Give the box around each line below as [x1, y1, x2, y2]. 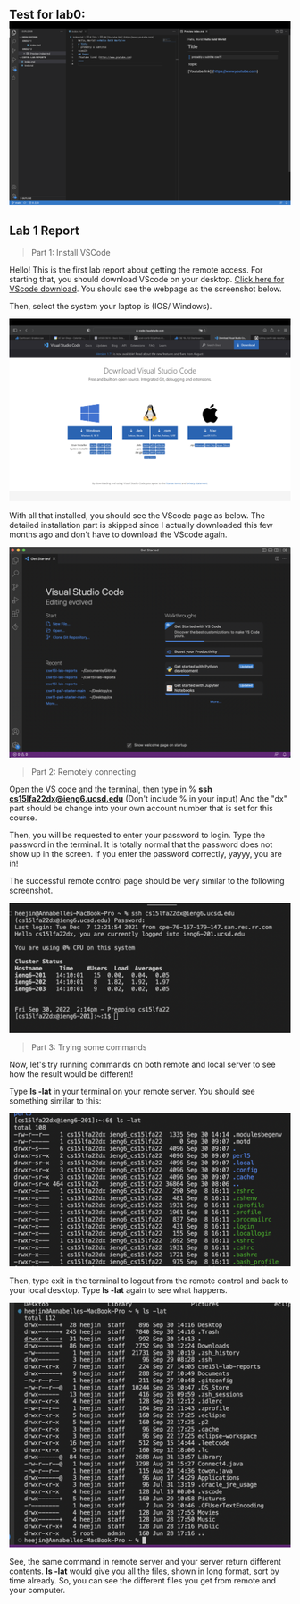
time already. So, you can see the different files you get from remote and [9, 1575, 277, 1585]
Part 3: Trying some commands [30, 1042, 147, 1053]
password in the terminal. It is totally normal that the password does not [9, 839, 273, 850]
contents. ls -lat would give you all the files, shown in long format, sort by [9, 1566, 279, 1576]
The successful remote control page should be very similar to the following [9, 875, 285, 886]
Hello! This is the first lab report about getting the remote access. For [9, 264, 263, 275]
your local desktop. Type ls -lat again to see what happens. [9, 1284, 228, 1295]
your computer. [9, 1584, 66, 1595]
